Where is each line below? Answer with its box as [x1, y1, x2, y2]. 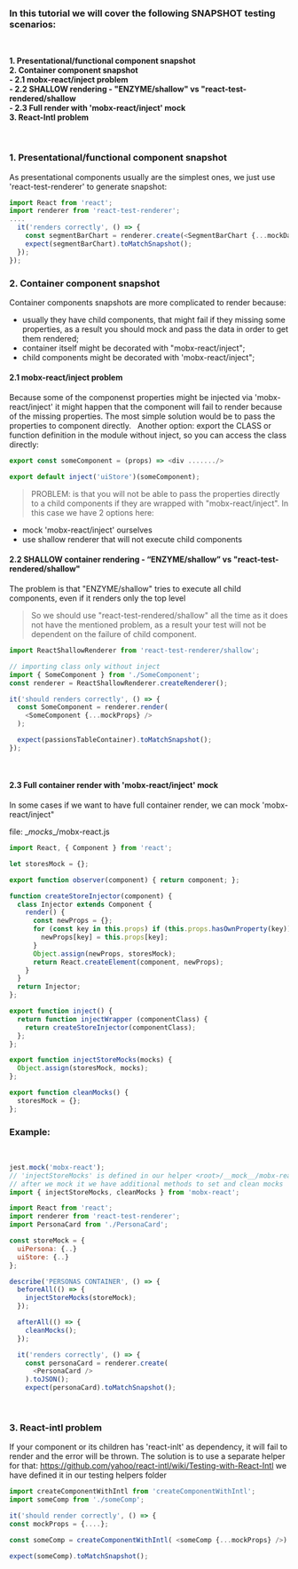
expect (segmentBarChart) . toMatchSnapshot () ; [25, 239, 192, 248]
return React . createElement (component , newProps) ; [32, 958, 224, 966]
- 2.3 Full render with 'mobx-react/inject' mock [9, 103, 186, 114]
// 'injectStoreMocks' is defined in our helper [9, 1171, 192, 1180]
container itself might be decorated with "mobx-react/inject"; [21, 343, 246, 353]
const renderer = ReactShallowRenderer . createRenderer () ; [9, 678, 228, 688]
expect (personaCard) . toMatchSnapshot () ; [25, 1384, 176, 1392]
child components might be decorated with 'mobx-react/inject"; [21, 351, 255, 362]
